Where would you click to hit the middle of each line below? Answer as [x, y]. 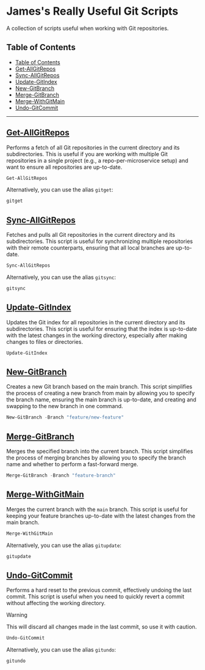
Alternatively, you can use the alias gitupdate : [64, 545]
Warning [17, 615]
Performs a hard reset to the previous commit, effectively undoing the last [99, 590]
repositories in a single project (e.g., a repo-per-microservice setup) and [97, 160]
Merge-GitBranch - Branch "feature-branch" [61, 475]
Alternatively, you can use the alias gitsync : [61, 277]
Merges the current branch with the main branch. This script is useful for [97, 509]
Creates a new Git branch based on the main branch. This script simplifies [99, 387]
